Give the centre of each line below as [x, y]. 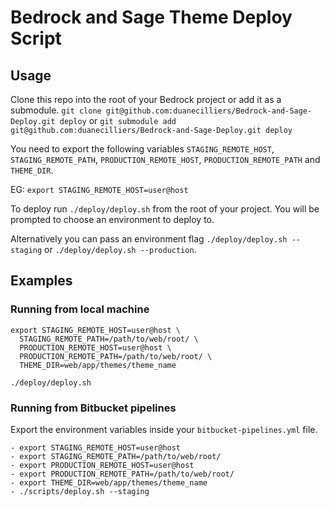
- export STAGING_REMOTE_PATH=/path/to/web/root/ [116, 456]
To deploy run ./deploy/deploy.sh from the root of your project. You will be [165, 209]
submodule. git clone [56, 110]
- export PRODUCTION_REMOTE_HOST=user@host [102, 465]
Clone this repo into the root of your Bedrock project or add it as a [146, 99]
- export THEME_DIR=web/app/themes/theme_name [109, 482]
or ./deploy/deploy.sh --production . [120, 249]
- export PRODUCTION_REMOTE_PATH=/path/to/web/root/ [122, 474]
